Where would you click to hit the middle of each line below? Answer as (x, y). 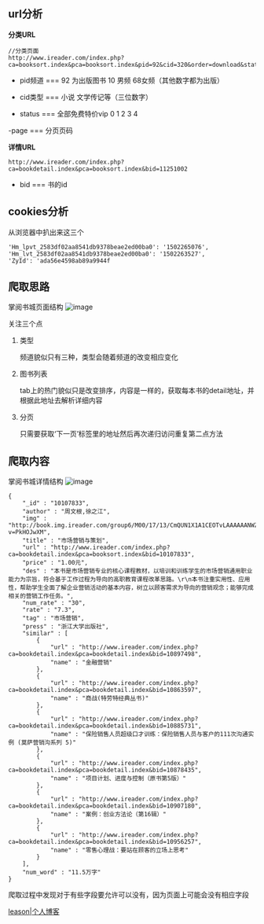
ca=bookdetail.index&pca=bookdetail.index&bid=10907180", (105, 806)
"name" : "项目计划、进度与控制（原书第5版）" (118, 779)
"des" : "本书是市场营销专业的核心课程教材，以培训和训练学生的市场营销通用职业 (137, 571)
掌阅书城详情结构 (36, 481)
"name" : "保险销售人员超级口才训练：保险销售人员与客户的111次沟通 (149, 734)
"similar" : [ (45, 634)
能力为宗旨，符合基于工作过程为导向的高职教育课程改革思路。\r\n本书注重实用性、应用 (129, 580)
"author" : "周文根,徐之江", (66, 512)
